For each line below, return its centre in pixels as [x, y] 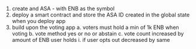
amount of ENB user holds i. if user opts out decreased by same [91, 40]
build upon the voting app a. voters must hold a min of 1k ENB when [95, 27]
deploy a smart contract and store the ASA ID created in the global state [101, 15]
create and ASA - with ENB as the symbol [63, 9]
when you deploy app [39, 21]
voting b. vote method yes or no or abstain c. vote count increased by [98, 34]
